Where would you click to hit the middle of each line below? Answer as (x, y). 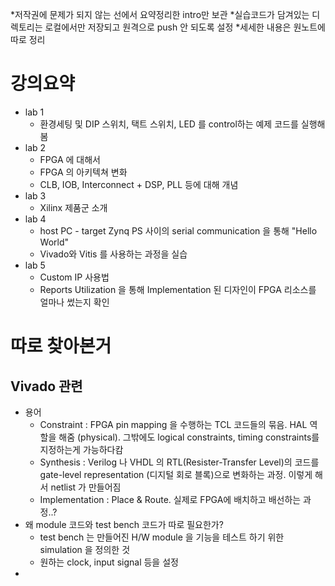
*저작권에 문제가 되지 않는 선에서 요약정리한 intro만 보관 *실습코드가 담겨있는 (160, 14)
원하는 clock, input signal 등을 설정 (109, 562)
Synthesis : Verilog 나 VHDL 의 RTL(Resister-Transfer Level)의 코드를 (179, 462)
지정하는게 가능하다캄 (81, 449)
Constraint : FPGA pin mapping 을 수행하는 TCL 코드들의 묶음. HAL (173, 424)
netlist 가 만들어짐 (86, 487)
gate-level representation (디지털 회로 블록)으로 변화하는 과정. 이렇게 (176, 474)
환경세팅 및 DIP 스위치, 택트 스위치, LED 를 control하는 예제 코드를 (169, 124)
